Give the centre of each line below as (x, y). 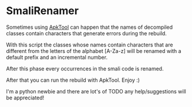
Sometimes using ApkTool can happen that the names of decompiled (90, 27)
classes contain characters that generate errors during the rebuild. (87, 33)
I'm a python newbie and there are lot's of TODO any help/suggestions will (96, 91)
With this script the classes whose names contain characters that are (90, 45)
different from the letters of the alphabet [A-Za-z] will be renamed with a (94, 51)
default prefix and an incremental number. (57, 57)
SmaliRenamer (43, 11)
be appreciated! (25, 98)
